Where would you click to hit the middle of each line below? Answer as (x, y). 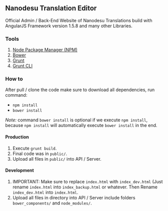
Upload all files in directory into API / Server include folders (74, 197)
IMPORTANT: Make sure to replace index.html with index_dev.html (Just (88, 181)
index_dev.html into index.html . (46, 192)
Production (17, 137)
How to (14, 79)
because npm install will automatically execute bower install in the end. (81, 125)
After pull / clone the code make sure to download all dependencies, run (80, 90)
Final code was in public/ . (40, 154)
